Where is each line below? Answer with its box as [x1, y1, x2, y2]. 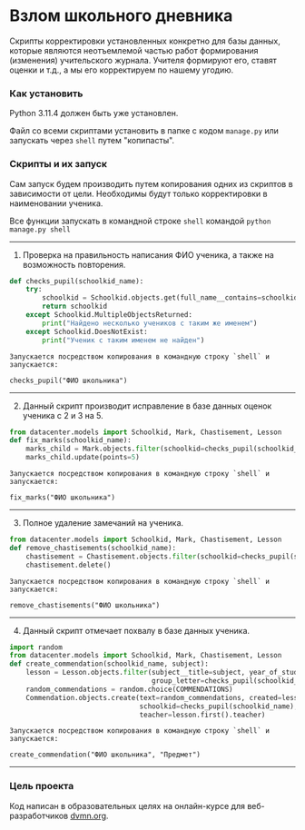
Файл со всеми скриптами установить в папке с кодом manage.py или [9, 125, 280, 136]
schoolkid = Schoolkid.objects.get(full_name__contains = [42, 293, 261, 302]
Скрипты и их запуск [9, 158, 107, 171]
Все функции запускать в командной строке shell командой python [9, 215, 271, 226]
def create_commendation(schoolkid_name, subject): [9, 659, 209, 668]
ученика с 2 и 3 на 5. [22, 410, 104, 420]
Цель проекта [9, 780, 74, 793]
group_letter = [151, 677, 205, 686]
